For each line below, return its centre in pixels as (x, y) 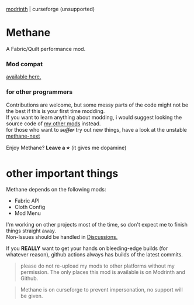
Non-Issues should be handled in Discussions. (62, 237)
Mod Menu (27, 213)
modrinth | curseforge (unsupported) (51, 9)
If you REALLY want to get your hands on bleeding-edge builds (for (87, 248)
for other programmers (39, 92)
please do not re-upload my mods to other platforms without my (98, 266)
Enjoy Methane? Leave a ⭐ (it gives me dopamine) (66, 148)
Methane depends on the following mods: (56, 190)
